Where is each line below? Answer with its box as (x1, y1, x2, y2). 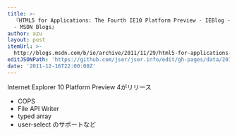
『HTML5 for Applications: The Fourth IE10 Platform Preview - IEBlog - (13, 17, 231, 24)
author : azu (7, 30, 42, 37)
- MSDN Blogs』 (13, 23, 58, 30)
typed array (17, 112, 51, 120)
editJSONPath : (7, 56, 49, 63)
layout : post (7, 37, 46, 44)
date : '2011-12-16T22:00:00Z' (7, 63, 97, 70)
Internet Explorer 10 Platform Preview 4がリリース (7, 82, 152, 91)
